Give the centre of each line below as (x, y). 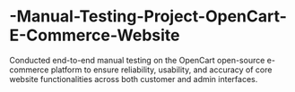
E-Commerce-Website (95, 35)
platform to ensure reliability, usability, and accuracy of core (161, 70)
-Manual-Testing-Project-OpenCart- (148, 17)
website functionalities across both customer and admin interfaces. (134, 79)
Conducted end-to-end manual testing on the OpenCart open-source (137, 60)
